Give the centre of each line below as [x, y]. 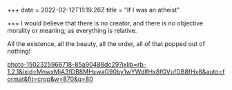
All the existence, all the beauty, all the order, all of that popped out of [106, 44]
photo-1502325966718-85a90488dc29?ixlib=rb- [77, 64]
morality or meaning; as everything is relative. [72, 31]
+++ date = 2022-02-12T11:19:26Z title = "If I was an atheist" [94, 10]
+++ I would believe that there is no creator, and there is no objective [105, 23]
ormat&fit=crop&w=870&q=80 [50, 79]
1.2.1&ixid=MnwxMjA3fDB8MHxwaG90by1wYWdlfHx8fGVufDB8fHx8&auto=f [116, 72]
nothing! [19, 51]
